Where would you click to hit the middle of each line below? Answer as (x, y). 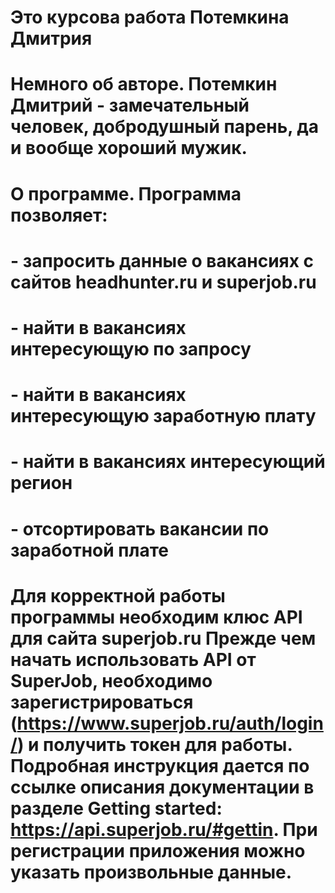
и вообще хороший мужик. (129, 148)
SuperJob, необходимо (111, 680)
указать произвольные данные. (151, 872)
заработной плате (89, 550)
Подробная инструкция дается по (160, 765)
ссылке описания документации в (162, 787)
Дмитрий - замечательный (130, 105)
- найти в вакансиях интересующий (168, 462)
